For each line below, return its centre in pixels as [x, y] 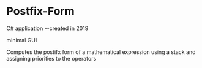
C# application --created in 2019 [47, 28]
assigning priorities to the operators [51, 58]
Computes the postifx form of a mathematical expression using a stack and [101, 52]
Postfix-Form [40, 11]
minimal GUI [22, 40]
